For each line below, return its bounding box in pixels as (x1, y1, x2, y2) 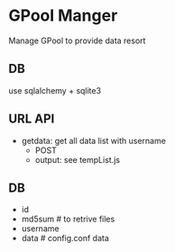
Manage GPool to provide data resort (8, 35, 146, 46)
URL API (8, 112, 55, 127)
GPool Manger (8, 5, 118, 26)
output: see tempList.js (34, 154, 121, 165)
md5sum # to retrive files (21, 213, 115, 225)
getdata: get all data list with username (21, 135, 166, 146)
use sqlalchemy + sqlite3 (8, 85, 101, 95)
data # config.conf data (21, 233, 110, 244)
